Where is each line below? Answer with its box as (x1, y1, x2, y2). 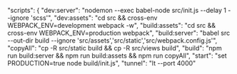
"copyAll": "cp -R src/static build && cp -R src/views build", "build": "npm (7, 44, 223, 52)
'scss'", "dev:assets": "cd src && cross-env (31, 14, 158, 22)
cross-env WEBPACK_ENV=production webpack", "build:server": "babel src (7, 28, 231, 37)
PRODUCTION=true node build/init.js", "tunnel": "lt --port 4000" (7, 59, 196, 67)
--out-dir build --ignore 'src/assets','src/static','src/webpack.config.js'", (7, 36, 218, 45)
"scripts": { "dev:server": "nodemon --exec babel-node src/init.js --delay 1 (7, 6, 227, 14)
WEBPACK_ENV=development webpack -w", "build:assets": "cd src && (7, 21, 216, 29)
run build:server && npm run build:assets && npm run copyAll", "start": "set (7, 51, 227, 60)
